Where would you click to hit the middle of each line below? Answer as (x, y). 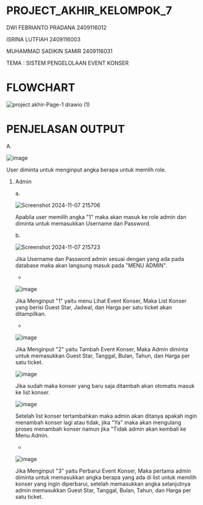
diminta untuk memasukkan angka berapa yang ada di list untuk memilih (106, 477)
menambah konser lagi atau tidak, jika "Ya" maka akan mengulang (98, 422)
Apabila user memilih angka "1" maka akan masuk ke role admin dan (101, 217)
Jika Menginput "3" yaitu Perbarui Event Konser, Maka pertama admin (103, 471)
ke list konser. (32, 392)
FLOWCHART (41, 88)
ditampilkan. (30, 313)
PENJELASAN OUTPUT (66, 129)
